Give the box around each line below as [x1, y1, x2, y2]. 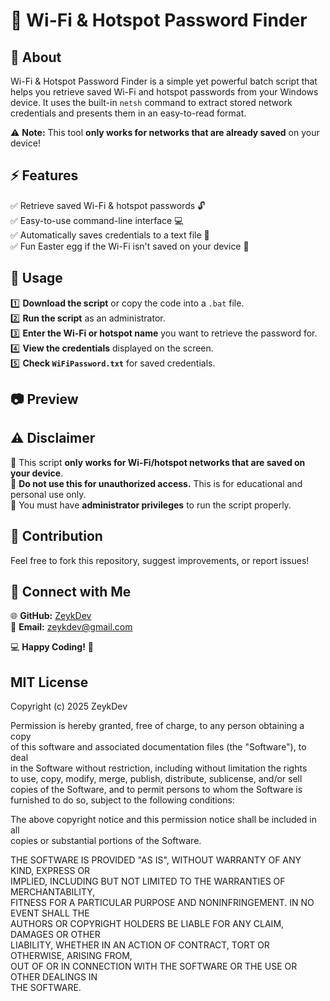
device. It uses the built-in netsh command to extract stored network [10, 97, 293, 108]
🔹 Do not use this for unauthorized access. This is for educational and [10, 477, 303, 489]
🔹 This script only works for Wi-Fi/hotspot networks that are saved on [10, 456, 306, 468]
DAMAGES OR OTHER [10, 929, 101, 941]
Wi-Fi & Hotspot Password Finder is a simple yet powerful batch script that [10, 75, 318, 87]
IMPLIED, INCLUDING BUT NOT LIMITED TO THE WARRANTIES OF [10, 875, 286, 888]
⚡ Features [10, 167, 79, 184]
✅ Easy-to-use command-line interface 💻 [10, 214, 184, 226]
